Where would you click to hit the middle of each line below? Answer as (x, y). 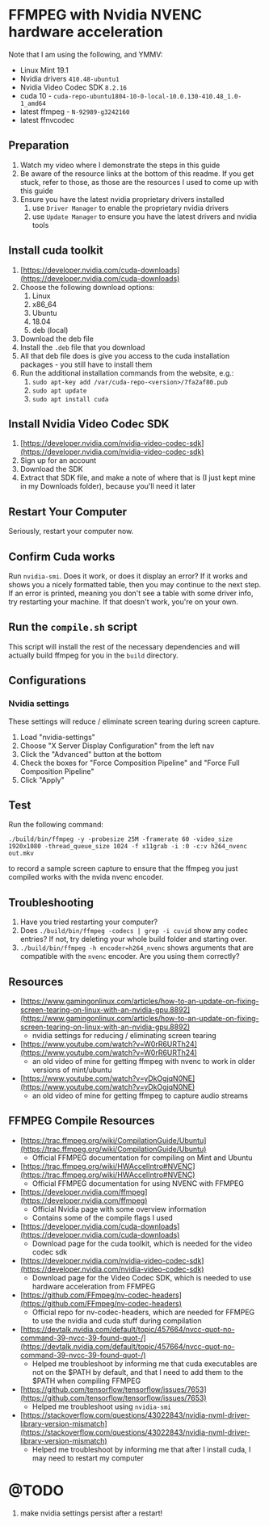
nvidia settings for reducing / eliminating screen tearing (124, 1035)
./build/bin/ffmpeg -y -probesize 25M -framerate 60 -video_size (120, 839)
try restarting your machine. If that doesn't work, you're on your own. (123, 602)
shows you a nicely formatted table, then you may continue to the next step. (135, 584)
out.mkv (21, 854)
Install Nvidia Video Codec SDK (89, 424)
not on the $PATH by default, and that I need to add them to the (138, 1372)
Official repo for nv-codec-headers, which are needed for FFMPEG (143, 1312)
